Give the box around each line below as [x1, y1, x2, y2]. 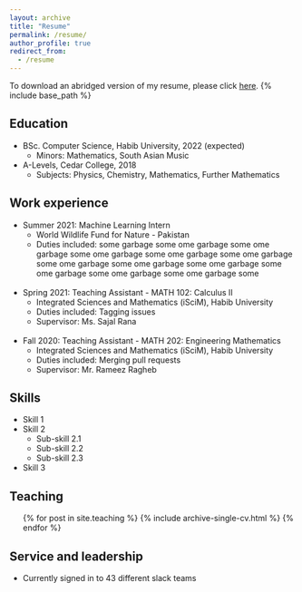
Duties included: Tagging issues [35, 306, 156, 317]
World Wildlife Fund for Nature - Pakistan [35, 228, 190, 240]
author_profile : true [9, 38, 92, 48]
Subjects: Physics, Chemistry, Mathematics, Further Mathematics [35, 169, 280, 180]
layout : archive [9, 13, 71, 23]
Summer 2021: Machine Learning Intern [22, 219, 170, 230]
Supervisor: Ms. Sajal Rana [35, 315, 137, 326]
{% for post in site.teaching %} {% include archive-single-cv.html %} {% [22, 513, 295, 524]
